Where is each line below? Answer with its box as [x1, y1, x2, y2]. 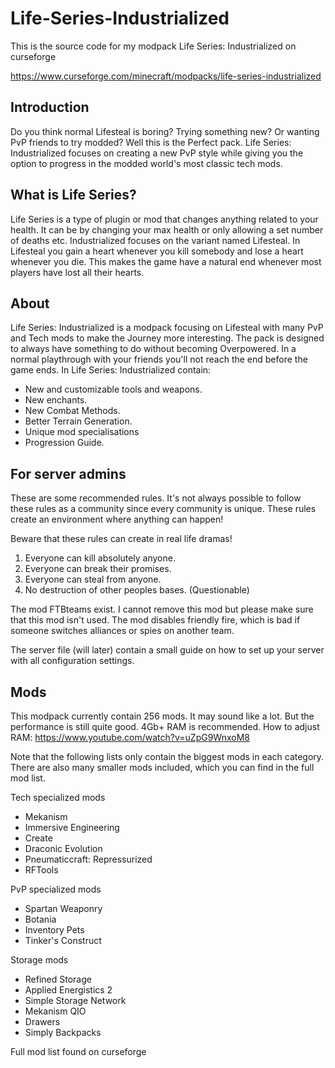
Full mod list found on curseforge [10, 1046, 147, 1057]
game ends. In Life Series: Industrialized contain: [10, 364, 212, 376]
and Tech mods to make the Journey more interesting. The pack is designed [10, 332, 325, 344]
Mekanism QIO [24, 1005, 87, 1017]
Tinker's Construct [24, 935, 102, 946]
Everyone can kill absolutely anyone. [24, 552, 176, 564]
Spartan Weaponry [24, 903, 103, 914]
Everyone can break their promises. [24, 563, 172, 575]
